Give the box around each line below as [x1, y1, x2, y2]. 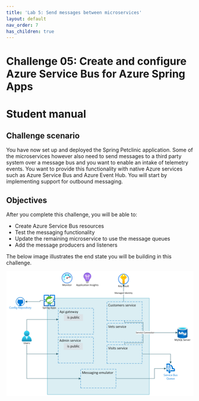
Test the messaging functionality [14, 229, 95, 236]
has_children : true [6, 29, 55, 34]
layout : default [6, 15, 46, 22]
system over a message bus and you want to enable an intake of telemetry [6, 159, 189, 166]
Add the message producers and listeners [14, 241, 118, 249]
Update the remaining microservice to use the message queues [14, 235, 170, 242]
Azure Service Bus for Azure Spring [6, 67, 186, 81]
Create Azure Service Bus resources [14, 223, 105, 230]
